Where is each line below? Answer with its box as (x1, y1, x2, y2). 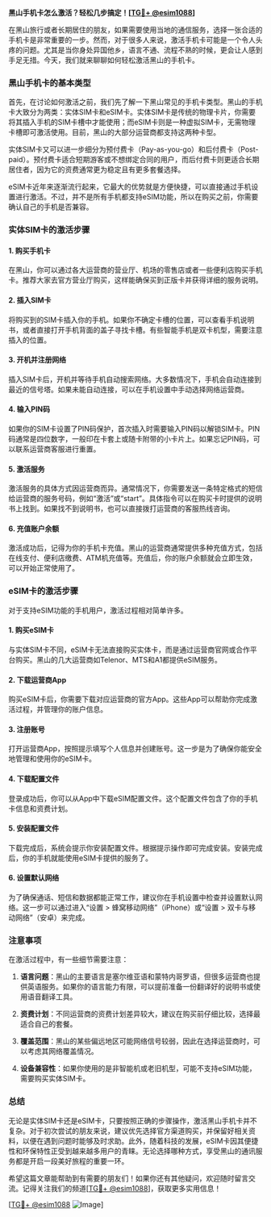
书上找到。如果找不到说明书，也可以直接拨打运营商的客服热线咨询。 (8, 504, 235, 513)
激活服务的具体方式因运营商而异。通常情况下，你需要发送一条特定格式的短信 (8, 483, 263, 493)
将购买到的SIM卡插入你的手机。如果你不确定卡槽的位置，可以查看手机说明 (8, 315, 255, 324)
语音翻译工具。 (27, 992, 77, 1002)
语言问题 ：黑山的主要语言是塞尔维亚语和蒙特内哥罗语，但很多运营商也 (19, 972, 254, 981)
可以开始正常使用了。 (8, 563, 79, 573)
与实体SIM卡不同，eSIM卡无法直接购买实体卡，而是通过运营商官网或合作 (8, 645, 250, 655)
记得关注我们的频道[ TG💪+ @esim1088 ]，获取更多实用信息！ (22, 1183, 222, 1193)
